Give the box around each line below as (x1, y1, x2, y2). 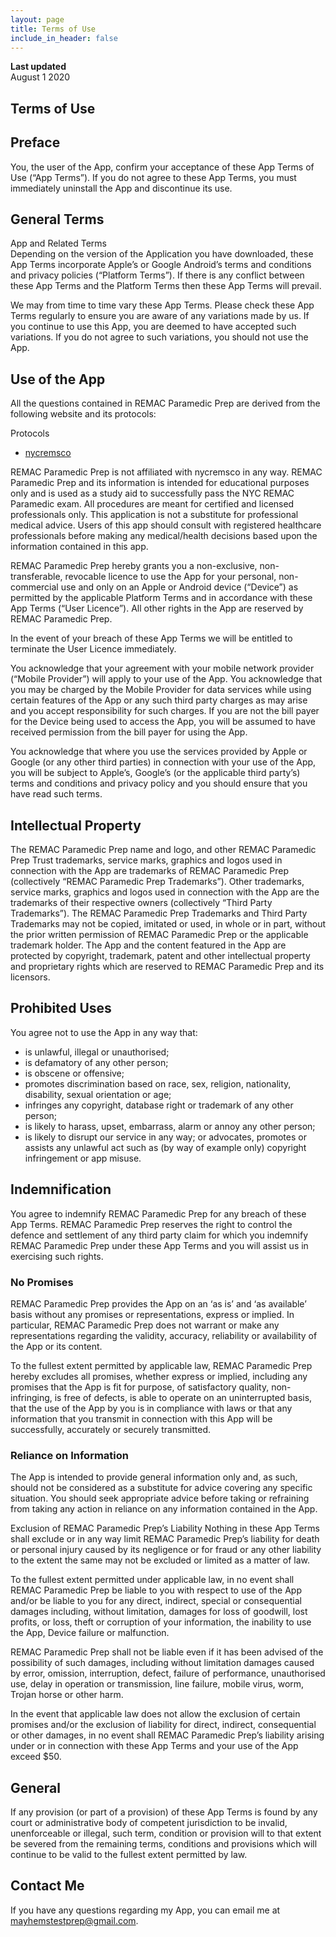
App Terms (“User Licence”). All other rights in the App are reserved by (10, 602, 304, 615)
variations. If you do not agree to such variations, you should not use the (10, 331, 309, 343)
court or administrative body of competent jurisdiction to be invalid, (10, 1817, 288, 1829)
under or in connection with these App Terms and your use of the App (10, 1740, 299, 1752)
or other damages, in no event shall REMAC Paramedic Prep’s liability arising (10, 1729, 325, 1741)
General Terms (10, 211, 105, 228)
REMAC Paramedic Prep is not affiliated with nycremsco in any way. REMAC (10, 466, 323, 478)
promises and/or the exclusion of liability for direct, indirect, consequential (10, 1719, 317, 1731)
